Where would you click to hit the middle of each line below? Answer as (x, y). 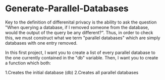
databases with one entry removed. (41, 43)
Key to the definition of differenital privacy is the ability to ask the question (81, 22)
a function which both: (28, 63)
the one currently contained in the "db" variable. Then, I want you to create (82, 57)
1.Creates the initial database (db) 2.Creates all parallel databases (72, 72)
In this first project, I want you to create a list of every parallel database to (80, 53)
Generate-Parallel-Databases (67, 9)
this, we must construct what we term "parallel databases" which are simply (83, 38)
